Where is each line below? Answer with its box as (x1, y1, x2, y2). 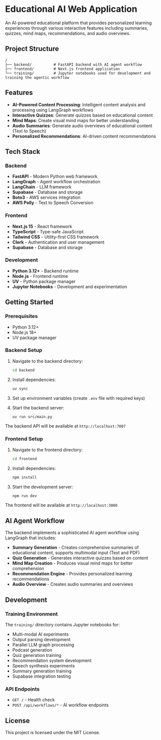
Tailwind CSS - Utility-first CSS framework (12, 234, 99, 240)
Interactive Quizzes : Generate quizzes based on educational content (12, 112, 153, 118)
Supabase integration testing (12, 673, 71, 679)
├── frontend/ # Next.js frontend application (5, 66, 120, 71)
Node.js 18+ (12, 329, 37, 335)
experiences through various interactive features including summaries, (5, 25, 149, 31)
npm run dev (12, 493, 37, 498)
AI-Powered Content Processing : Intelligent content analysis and (12, 101, 146, 107)
